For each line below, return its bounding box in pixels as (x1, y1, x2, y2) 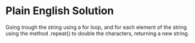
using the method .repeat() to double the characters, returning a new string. (5, 29, 190, 37)
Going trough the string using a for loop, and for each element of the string (5, 24, 187, 31)
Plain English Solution (5, 4, 114, 18)
